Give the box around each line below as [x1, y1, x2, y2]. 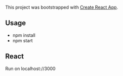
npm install [12, 32, 36, 38]
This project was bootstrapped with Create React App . [5, 5, 118, 10]
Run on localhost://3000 [5, 65, 56, 71]
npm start [12, 37, 33, 43]
